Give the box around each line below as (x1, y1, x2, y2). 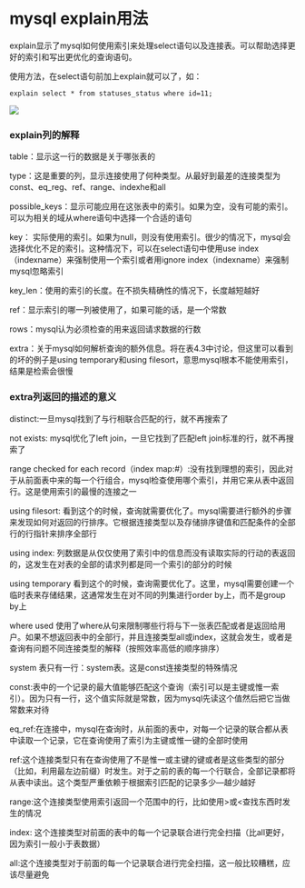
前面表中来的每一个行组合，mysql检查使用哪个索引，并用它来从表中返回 (25, 474, 295, 485)
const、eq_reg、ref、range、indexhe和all (9, 182, 166, 193)
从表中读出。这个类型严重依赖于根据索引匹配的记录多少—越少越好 (9, 776, 256, 787)
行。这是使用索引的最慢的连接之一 (9, 485, 137, 496)
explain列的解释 (9, 128, 80, 141)
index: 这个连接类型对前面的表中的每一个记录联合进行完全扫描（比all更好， (9, 826, 290, 837)
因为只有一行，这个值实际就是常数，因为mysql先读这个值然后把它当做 (28, 693, 290, 703)
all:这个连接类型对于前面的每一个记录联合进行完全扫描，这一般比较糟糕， (9, 857, 283, 868)
